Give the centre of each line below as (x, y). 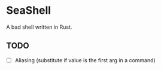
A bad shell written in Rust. (39, 27)
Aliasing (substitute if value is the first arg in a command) (85, 60)
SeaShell (29, 10)
